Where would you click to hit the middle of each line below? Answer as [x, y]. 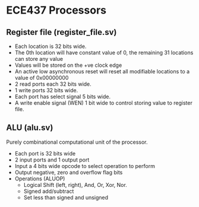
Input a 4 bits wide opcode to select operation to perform [85, 166]
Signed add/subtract [49, 191]
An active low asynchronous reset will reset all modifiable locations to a [102, 71]
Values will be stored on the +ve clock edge [68, 65]
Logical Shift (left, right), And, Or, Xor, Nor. [75, 185]
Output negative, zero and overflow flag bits [69, 172]
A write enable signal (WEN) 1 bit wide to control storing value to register [104, 103]
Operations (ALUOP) [40, 179]
